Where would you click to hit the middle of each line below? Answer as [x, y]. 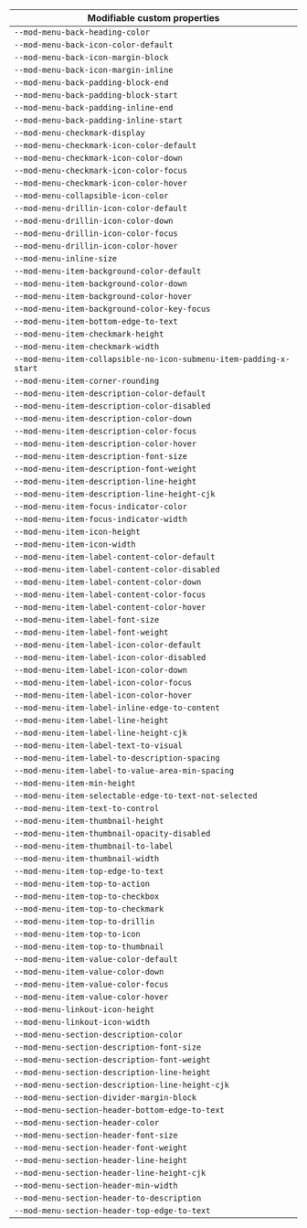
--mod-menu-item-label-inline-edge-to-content [117, 708]
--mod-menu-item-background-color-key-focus [112, 309]
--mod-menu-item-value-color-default [96, 959]
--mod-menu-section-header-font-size [96, 1135]
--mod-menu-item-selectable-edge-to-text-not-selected [136, 796]
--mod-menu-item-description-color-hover [106, 444]
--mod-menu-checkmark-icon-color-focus [101, 171]
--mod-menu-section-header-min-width [96, 1185]
